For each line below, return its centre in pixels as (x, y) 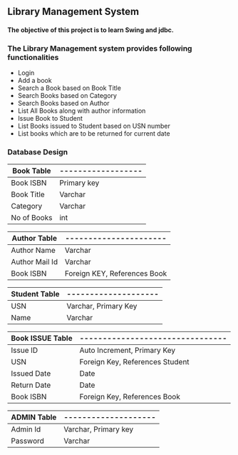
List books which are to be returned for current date (94, 134)
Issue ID (25, 350)
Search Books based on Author (63, 104)
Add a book (35, 81)
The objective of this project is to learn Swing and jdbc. (91, 30)
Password (28, 441)
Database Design (38, 152)
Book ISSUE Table (42, 338)
